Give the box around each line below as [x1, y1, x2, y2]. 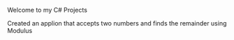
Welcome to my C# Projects [7, 6, 87, 14]
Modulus [7, 27, 33, 34]
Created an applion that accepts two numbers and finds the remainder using [7, 19, 227, 27]
